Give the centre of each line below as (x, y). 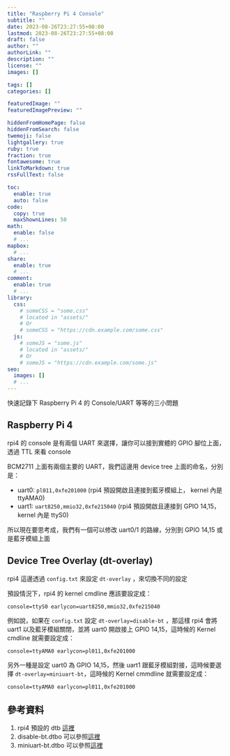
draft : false (26, 40)
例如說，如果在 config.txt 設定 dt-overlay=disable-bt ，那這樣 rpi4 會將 (113, 620)
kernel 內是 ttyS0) (43, 514)
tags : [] (20, 84)
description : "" (31, 59)
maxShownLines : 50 (40, 220)
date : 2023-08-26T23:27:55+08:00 (56, 27)
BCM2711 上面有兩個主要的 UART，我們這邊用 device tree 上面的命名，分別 (115, 466)
